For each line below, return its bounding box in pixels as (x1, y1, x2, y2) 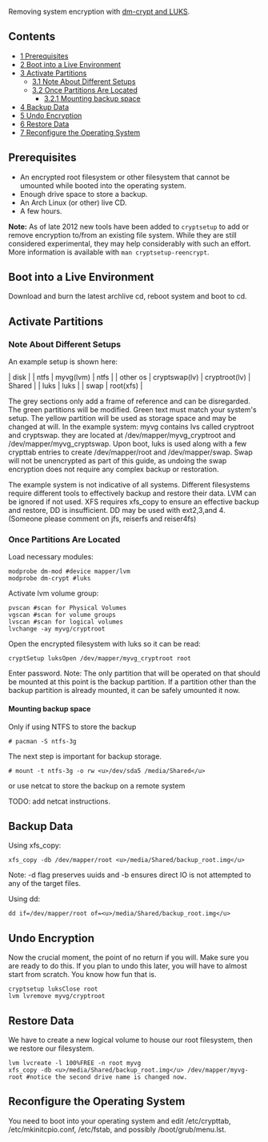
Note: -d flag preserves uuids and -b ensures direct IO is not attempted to (8, 870, 252, 880)
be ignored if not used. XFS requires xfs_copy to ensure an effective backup (8, 497, 260, 507)
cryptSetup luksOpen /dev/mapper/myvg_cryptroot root (8, 655, 192, 663)
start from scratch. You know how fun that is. (8, 970, 157, 980)
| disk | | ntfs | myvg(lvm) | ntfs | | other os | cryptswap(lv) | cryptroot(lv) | (8, 372, 251, 383)
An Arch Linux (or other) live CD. (19, 198, 127, 207)
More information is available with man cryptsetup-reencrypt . (8, 247, 210, 257)
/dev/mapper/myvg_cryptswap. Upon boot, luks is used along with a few (8, 439, 247, 449)
